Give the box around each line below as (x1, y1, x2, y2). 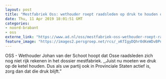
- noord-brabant (5, 26, 39, 30)
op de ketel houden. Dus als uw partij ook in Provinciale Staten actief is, (5, 63, 151, 69)
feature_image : (5, 39, 37, 44)
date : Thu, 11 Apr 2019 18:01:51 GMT (5, 16, 83, 21)
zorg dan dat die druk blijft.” (5, 68, 62, 74)
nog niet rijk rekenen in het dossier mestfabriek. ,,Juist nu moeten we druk (5, 57, 157, 64)
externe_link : (5, 35, 35, 40)
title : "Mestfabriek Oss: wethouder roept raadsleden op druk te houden (5, 12, 158, 17)
